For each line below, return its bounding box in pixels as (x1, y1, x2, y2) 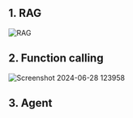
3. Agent (8, 96, 53, 110)
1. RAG (8, 6, 42, 20)
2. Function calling (8, 52, 104, 65)
